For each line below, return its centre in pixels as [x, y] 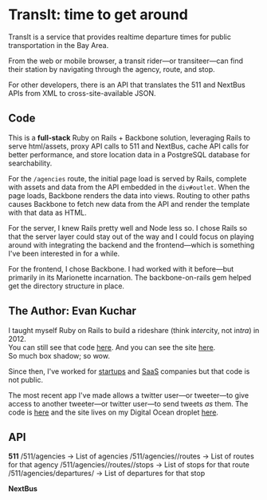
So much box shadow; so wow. [59, 355]
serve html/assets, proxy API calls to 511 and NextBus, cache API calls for [129, 146]
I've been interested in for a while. [64, 253]
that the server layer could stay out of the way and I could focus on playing [131, 236]
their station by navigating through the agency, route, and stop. [112, 69]
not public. [26, 379]
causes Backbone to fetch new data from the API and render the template [129, 204]
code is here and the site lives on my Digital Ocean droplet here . [114, 412]
